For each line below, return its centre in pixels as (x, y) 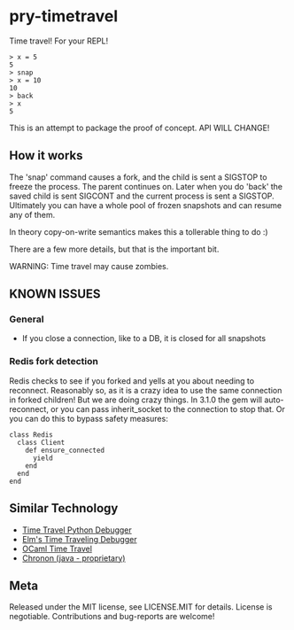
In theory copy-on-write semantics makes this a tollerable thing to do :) (139, 231)
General (27, 319)
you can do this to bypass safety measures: (89, 418)
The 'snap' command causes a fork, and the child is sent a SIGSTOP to (138, 177)
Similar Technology (64, 508)
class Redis (31, 435)
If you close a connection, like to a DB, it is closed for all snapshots (144, 338)
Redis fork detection (54, 362)
